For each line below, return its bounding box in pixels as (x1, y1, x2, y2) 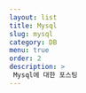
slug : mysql (9, 29, 53, 38)
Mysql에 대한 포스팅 (12, 71, 78, 80)
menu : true (9, 46, 50, 55)
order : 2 (9, 54, 42, 63)
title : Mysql (9, 21, 58, 30)
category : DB (9, 37, 58, 47)
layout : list (9, 12, 58, 22)
